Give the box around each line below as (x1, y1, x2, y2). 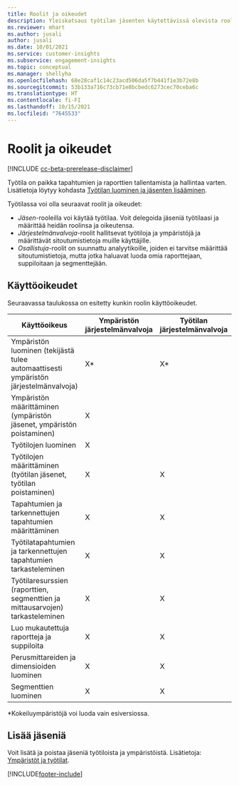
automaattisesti (11, 363, 63, 373)
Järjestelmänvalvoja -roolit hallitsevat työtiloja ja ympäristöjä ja (17, 228, 201, 237)
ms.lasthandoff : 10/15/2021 (7, 103, 91, 111)
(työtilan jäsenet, (11, 469, 67, 479)
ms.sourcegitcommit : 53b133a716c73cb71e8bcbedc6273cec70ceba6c (7, 83, 199, 91)
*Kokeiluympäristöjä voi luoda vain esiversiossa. (7, 709, 149, 717)
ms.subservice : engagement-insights (7, 57, 116, 64)
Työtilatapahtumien (11, 537, 75, 547)
